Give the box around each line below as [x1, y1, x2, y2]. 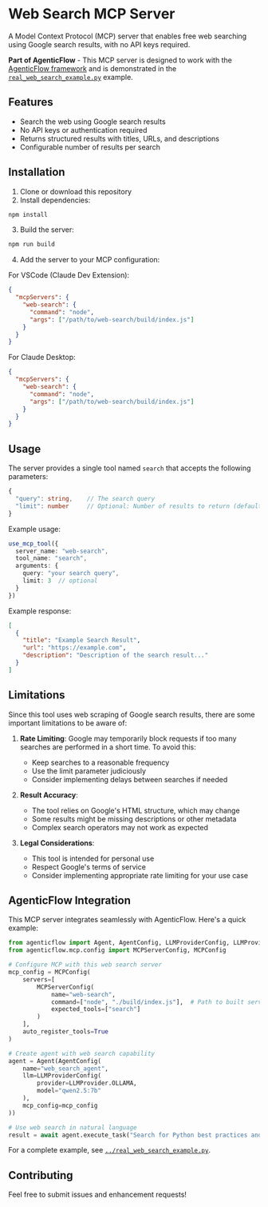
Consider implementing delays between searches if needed [31, 774, 228, 784]
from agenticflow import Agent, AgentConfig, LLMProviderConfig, [8, 939, 230, 947]
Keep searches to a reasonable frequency [31, 757, 170, 767]
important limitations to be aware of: [8, 717, 128, 728]
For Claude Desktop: [8, 353, 76, 362]
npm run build [8, 241, 56, 249]
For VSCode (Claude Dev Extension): [8, 270, 130, 280]
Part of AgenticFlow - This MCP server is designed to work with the [8, 55, 233, 65]
